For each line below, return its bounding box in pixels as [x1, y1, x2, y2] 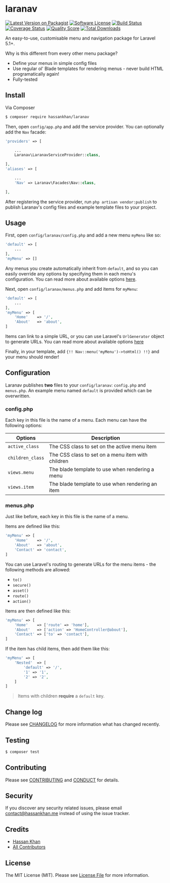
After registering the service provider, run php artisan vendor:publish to [5, 198, 157, 205]
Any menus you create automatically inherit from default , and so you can [5, 265, 158, 271]
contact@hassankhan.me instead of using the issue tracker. [5, 810, 130, 817]
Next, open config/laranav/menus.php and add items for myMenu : [5, 286, 138, 292]
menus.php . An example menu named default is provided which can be [5, 387, 152, 393]
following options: [5, 422, 42, 429]
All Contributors [12, 844, 46, 850]
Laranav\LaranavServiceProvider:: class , [14, 153, 101, 158]
